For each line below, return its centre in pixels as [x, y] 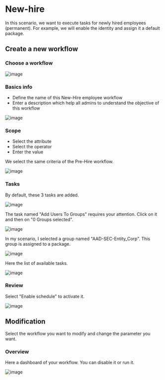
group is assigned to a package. [38, 244]
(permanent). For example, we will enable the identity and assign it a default [82, 28]
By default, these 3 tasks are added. [42, 195]
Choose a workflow [29, 63]
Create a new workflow [42, 49]
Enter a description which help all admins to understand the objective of [86, 103]
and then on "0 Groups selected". [39, 219]
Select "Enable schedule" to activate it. [45, 296]
